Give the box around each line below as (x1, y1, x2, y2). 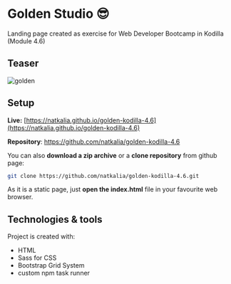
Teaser (7, 58, 39, 70)
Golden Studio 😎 (7, 6, 110, 22)
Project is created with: (7, 232, 76, 241)
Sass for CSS (17, 253, 57, 262)
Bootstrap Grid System (17, 261, 85, 270)
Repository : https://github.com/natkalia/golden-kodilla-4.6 (7, 137, 180, 146)
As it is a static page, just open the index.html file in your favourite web (7, 185, 218, 194)
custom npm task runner (17, 269, 91, 278)
